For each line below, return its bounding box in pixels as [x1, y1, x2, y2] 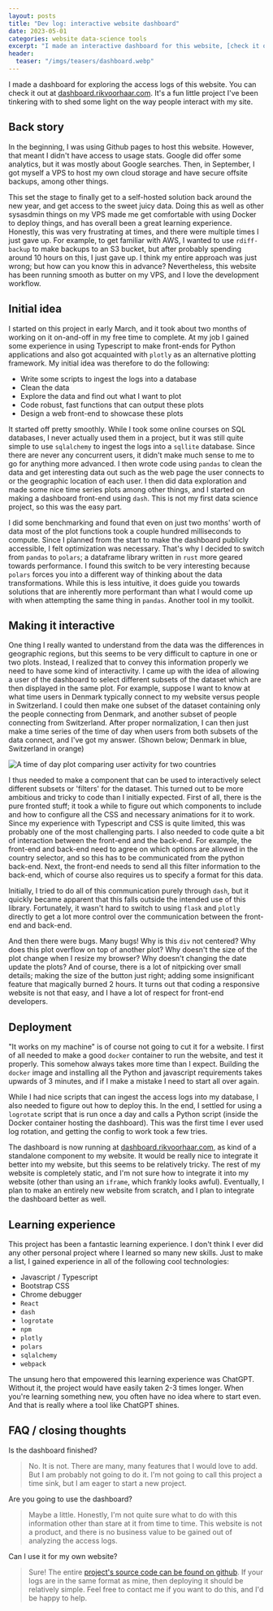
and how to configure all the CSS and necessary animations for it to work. [8, 810, 255, 820]
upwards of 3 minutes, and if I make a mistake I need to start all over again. [8, 1076, 260, 1086]
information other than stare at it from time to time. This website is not [28, 1518, 262, 1528]
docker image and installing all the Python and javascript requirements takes [8, 1068, 262, 1077]
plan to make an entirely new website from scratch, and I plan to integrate [8, 1185, 254, 1195]
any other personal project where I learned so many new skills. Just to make [8, 1248, 263, 1258]
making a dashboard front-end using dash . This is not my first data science [8, 493, 258, 503]
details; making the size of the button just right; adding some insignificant [8, 971, 254, 981]
